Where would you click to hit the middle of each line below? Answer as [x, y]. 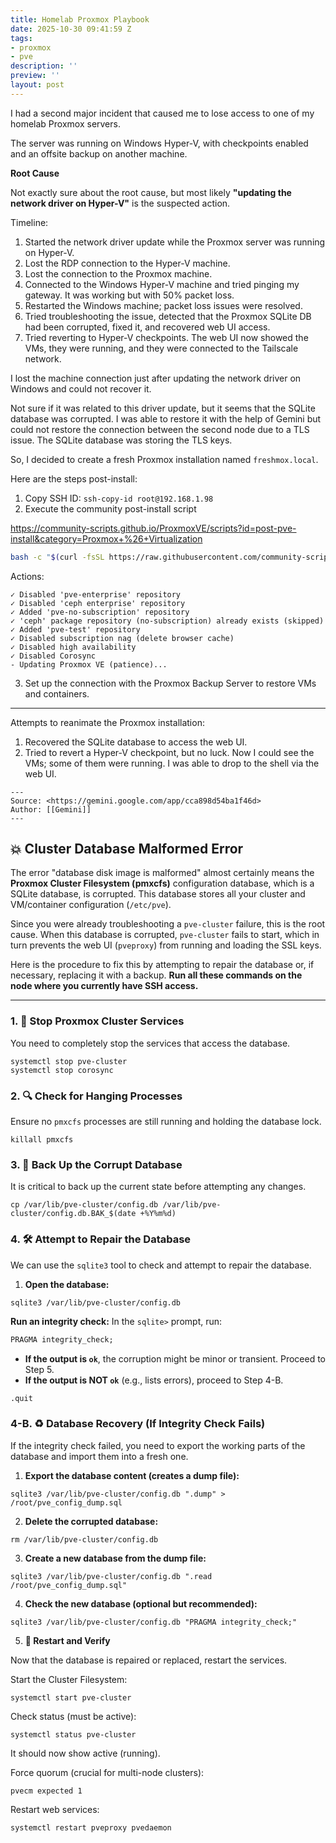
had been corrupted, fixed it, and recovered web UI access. [147, 327]
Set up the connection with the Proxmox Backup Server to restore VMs [170, 683]
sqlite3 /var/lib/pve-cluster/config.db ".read [111, 1576]
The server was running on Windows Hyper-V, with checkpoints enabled [159, 143]
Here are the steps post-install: [74, 478]
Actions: [27, 576]
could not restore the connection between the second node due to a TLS [160, 429]
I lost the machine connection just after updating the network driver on [156, 378]
